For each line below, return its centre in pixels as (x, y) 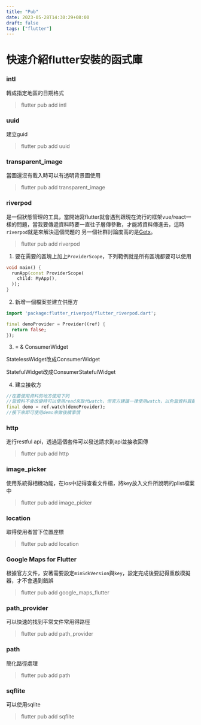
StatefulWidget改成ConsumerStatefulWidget (61, 371)
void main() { (24, 267)
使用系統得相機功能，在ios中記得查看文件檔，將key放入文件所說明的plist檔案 (100, 483)
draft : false (22, 23)
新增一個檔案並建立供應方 (46, 302)
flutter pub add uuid (45, 146)
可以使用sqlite (23, 705)
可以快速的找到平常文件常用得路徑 (48, 622)
